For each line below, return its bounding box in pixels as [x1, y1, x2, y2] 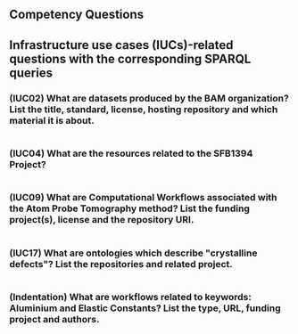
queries [9, 65, 54, 80]
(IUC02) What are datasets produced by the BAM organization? [9, 92, 290, 104]
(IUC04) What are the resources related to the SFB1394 [9, 147, 253, 159]
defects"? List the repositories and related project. [9, 257, 234, 270]
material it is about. [9, 114, 95, 126]
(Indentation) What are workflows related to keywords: [9, 290, 252, 303]
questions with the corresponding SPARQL [9, 51, 252, 66]
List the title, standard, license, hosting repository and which [9, 102, 278, 115]
